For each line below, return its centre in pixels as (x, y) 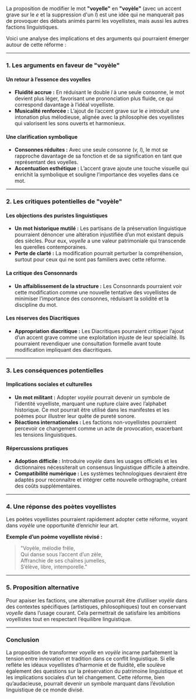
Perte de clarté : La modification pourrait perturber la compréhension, (99, 253)
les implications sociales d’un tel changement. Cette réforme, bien (85, 677)
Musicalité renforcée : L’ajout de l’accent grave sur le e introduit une (97, 111)
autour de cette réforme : (36, 44)
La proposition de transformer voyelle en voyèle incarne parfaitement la (92, 653)
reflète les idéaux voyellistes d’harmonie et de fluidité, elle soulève (86, 665)
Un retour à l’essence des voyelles (49, 79)
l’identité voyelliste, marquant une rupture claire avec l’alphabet (90, 403)
